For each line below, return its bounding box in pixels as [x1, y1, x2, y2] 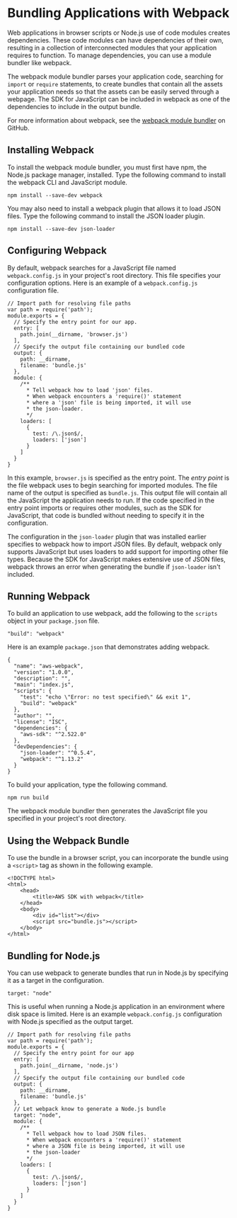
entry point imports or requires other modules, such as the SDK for [7, 503, 202, 512]
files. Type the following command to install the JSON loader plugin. [7, 211, 205, 220]
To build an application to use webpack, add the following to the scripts [7, 609, 218, 618]
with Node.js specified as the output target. [7, 1017, 134, 1025]
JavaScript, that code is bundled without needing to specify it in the [7, 511, 205, 519]
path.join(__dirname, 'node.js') [20, 1062, 119, 1069]
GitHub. [7, 123, 30, 132]
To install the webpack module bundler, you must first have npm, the [7, 163, 207, 171]
